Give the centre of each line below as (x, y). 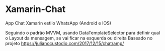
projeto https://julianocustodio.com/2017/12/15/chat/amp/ (65, 43)
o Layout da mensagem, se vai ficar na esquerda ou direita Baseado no (79, 38)
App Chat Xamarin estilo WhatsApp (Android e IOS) (58, 23)
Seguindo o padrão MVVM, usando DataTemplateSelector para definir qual (82, 32)
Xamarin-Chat (35, 9)
